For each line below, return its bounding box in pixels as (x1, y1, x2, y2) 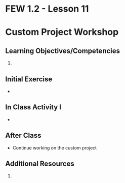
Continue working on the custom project (12, 144, 97, 150)
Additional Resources (5, 160, 74, 168)
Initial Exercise (5, 75, 53, 83)
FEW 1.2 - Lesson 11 (5, 3, 89, 15)
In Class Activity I (5, 103, 62, 112)
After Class (5, 131, 41, 140)
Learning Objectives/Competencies (5, 46, 120, 55)
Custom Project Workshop (5, 26, 119, 38)
